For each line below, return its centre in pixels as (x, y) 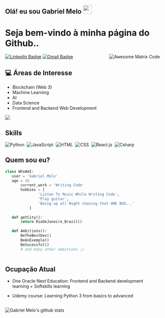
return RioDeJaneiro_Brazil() (51, 222)
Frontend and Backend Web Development (54, 108)
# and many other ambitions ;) (52, 249)
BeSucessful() (35, 245)
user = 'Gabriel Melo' (35, 176)
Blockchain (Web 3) (32, 87)
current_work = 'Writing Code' (52, 185)
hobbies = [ (33, 190)
